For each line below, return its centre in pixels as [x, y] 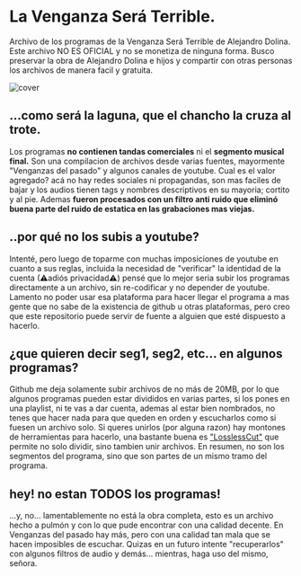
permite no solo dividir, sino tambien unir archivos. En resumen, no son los [147, 447]
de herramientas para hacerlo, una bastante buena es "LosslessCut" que [144, 437]
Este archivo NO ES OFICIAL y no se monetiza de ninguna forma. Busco [142, 50]
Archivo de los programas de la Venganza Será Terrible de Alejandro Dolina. [150, 41]
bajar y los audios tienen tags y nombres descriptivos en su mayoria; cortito [150, 190]
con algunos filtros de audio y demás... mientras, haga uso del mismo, [139, 554]
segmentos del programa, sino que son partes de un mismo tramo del [138, 456]
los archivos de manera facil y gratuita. [81, 70]
